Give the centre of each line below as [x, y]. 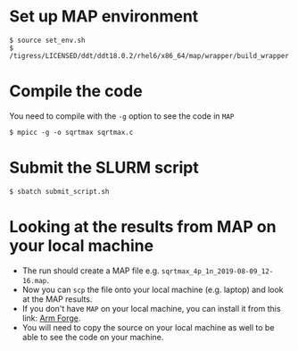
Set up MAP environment [104, 17]
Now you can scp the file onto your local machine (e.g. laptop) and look [153, 289]
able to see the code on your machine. [93, 337]
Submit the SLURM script [104, 168]
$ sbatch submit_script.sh [59, 191]
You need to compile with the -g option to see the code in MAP [122, 116]
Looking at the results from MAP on [143, 227]
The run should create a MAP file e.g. [91, 271]
